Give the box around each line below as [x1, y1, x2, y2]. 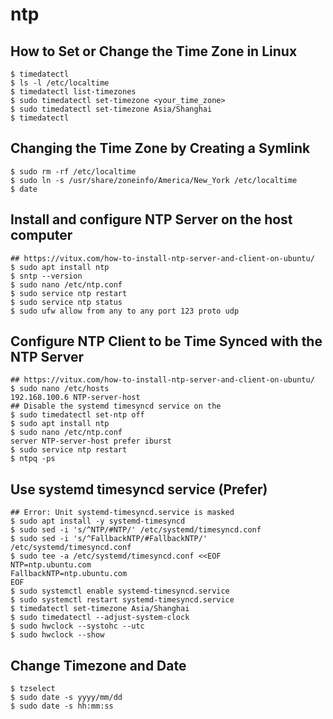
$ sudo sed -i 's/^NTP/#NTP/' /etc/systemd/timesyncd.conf [10, 525, 262, 535]
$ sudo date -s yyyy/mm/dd [10, 693, 123, 703]
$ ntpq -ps [10, 454, 56, 464]
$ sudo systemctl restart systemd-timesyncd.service [10, 595, 235, 605]
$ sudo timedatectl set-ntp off [10, 410, 145, 420]
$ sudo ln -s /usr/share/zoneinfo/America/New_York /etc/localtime [10, 175, 298, 185]
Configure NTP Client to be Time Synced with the [10, 333, 323, 350]
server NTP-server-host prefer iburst [10, 436, 172, 447]
